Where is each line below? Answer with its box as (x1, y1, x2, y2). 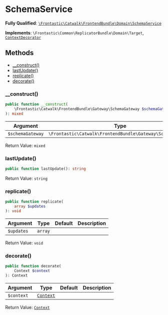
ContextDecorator (5, 35, 41, 40)
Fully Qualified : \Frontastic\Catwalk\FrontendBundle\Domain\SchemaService (5, 20, 161, 26)
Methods (5, 49, 34, 57)
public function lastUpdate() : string (5, 166, 86, 171)
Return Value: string (5, 175, 48, 181)
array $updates (14, 204, 46, 209)
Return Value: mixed (5, 142, 45, 148)
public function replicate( (5, 199, 64, 204)
